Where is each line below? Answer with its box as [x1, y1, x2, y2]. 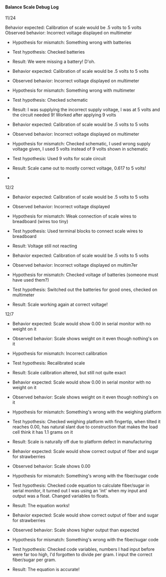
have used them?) [12, 277, 50, 283]
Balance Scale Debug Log [5, 4, 59, 10]
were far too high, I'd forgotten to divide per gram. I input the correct [12, 552, 153, 558]
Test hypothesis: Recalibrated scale [12, 360, 85, 366]
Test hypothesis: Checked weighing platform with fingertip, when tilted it [12, 419, 161, 425]
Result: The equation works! [12, 503, 70, 509]
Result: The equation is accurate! [12, 567, 80, 573]
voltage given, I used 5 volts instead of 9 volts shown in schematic [12, 146, 148, 152]
